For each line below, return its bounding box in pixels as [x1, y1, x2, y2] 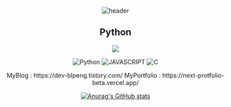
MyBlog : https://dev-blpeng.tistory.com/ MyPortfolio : [6, 71, 161, 79]
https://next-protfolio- [162, 71, 225, 79]
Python [99, 26, 132, 38]
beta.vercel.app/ [92, 78, 139, 86]
